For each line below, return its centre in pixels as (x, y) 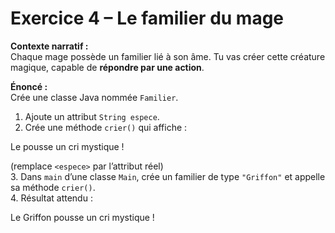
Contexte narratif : (49, 46)
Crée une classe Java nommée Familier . (94, 97)
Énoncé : (29, 86)
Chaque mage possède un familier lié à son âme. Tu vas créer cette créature (168, 56)
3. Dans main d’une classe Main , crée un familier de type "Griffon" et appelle (168, 176)
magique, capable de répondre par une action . (107, 67)
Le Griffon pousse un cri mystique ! (82, 217)
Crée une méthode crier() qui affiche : (106, 127)
